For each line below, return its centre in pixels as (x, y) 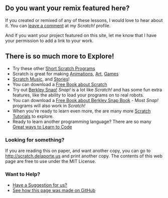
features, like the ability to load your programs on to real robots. (78, 95)
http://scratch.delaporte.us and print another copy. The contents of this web (84, 156)
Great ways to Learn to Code (42, 126)
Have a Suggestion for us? (40, 185)
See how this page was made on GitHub (54, 190)
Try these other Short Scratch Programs (54, 68)
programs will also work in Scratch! (49, 105)
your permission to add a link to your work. (49, 40)
